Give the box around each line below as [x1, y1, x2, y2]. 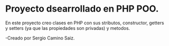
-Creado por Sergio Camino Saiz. [5, 35, 75, 41]
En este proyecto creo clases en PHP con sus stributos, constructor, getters [5, 20, 164, 26]
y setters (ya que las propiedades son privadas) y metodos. [5, 25, 130, 31]
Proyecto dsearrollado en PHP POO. [5, 3, 159, 15]
